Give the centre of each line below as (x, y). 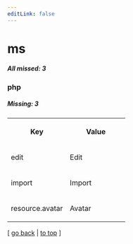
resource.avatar (37, 208)
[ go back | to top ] (34, 233)
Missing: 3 (23, 104)
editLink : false (31, 14)
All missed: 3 (27, 68)
